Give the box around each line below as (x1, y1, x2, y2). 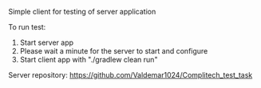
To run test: (8, 22, 46, 31)
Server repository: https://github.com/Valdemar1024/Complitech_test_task (8, 70, 253, 79)
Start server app (19, 38, 74, 47)
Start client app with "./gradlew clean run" (19, 55, 158, 64)
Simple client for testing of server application (8, 7, 156, 16)
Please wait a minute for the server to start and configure (19, 46, 208, 55)
